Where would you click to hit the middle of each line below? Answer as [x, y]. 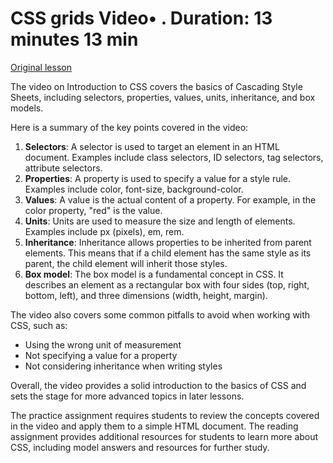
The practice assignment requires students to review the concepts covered [165, 415]
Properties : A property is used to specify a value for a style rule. [158, 178]
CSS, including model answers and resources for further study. [140, 447]
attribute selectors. [63, 168]
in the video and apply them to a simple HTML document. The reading [154, 426]
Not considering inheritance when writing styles [123, 366]
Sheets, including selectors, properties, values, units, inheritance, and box [163, 97]
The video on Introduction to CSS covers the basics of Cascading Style [156, 86]
